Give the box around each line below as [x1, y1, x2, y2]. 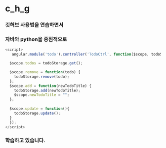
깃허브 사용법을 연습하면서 [5, 22, 64, 29]
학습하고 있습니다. [5, 137, 45, 144]
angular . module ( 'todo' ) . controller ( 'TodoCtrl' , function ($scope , [11, 52, 149, 57]
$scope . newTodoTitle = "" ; [14, 92, 70, 97]
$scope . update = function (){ [9, 106, 70, 111]
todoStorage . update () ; [14, 111, 61, 116]
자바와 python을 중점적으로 [5, 36, 67, 43]
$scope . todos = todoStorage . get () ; [9, 61, 83, 66]
